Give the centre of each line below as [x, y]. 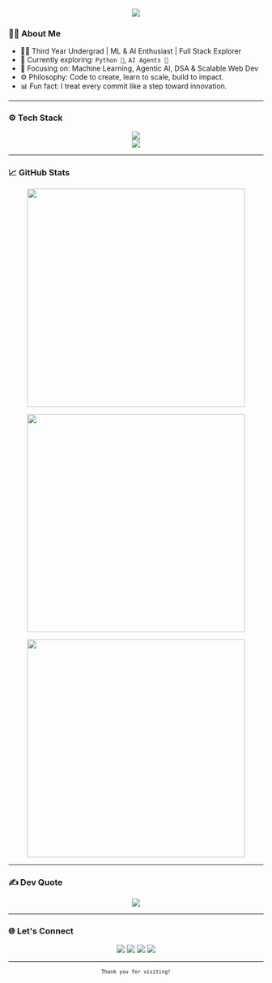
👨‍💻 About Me [34, 34]
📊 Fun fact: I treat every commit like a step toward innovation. [123, 86]
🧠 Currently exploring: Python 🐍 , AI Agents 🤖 [94, 60]
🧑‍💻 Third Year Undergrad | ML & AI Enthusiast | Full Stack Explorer [131, 51]
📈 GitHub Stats [39, 172]
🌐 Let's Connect [41, 931]
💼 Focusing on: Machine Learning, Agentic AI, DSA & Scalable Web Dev [139, 68]
